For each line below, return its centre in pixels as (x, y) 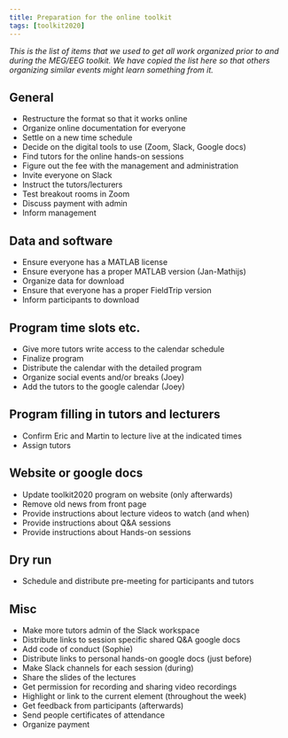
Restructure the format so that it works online (105, 119)
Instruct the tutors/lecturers (72, 185)
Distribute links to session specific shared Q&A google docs (131, 640)
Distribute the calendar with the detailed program (112, 368)
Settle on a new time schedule (77, 137)
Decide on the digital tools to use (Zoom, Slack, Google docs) (134, 147)
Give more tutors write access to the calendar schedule (123, 349)
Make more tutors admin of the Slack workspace (111, 631)
